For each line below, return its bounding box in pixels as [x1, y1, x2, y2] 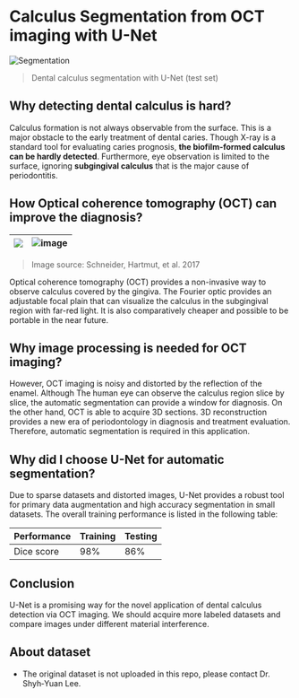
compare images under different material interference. [9, 619, 210, 629]
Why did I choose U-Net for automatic [9, 451, 225, 467]
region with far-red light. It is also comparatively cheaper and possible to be [9, 305, 289, 316]
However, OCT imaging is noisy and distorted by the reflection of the [9, 379, 262, 389]
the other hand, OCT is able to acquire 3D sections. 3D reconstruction [9, 406, 268, 418]
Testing [124, 530, 158, 543]
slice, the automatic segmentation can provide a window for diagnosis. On [9, 397, 283, 408]
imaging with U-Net [9, 25, 158, 46]
